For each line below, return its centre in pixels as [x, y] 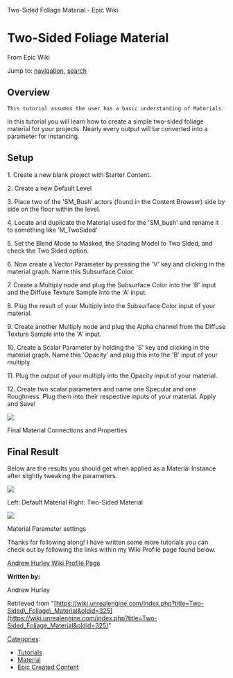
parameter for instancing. [43, 136]
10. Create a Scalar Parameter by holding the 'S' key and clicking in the [108, 347]
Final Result [33, 451]
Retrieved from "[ [32, 604]
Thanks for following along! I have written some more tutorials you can [108, 542]
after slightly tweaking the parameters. [62, 476]
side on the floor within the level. [54, 209]
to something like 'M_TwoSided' [53, 230]
